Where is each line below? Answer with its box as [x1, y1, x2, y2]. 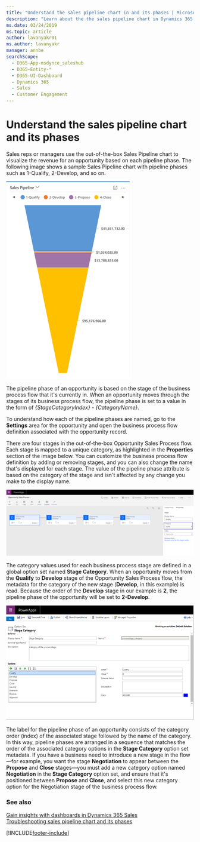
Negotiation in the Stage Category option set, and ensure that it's [6, 770, 168, 778]
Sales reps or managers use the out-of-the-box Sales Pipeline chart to [6, 150, 179, 158]
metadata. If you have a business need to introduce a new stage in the [6, 751, 179, 758]
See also [6, 798, 32, 806]
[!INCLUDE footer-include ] [6, 829, 70, 836]
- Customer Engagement [11, 91, 68, 98]
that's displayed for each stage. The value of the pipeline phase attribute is [6, 465, 190, 472]
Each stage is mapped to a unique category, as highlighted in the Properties [6, 445, 193, 453]
